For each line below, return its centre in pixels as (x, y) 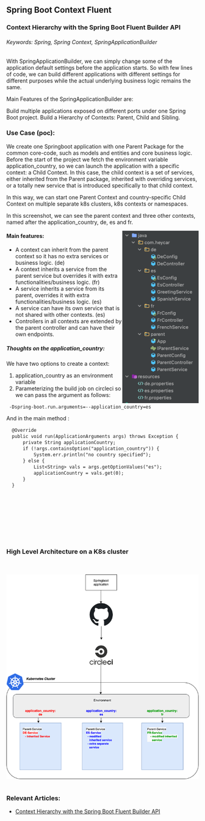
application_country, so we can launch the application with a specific (93, 166)
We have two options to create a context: (58, 363)
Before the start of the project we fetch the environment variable (87, 159)
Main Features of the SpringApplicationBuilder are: (70, 99)
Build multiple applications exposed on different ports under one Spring (96, 111)
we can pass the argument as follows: (63, 395)
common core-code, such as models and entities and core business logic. (99, 153)
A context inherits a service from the (61, 269)
